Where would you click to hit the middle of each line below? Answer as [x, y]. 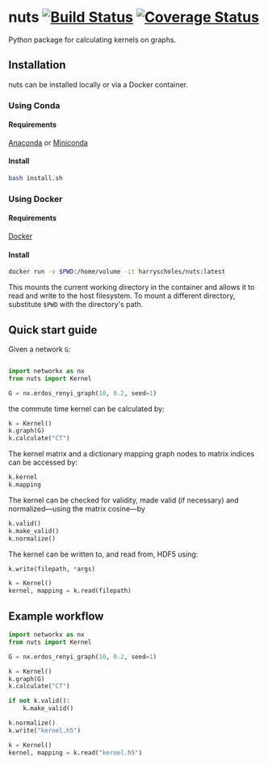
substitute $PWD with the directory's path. [76, 305]
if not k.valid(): [39, 701]
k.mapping [25, 485]
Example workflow [56, 616]
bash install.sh [36, 179]
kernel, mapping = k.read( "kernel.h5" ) [75, 752]
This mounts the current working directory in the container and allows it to [132, 288]
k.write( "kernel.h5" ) [45, 730]
